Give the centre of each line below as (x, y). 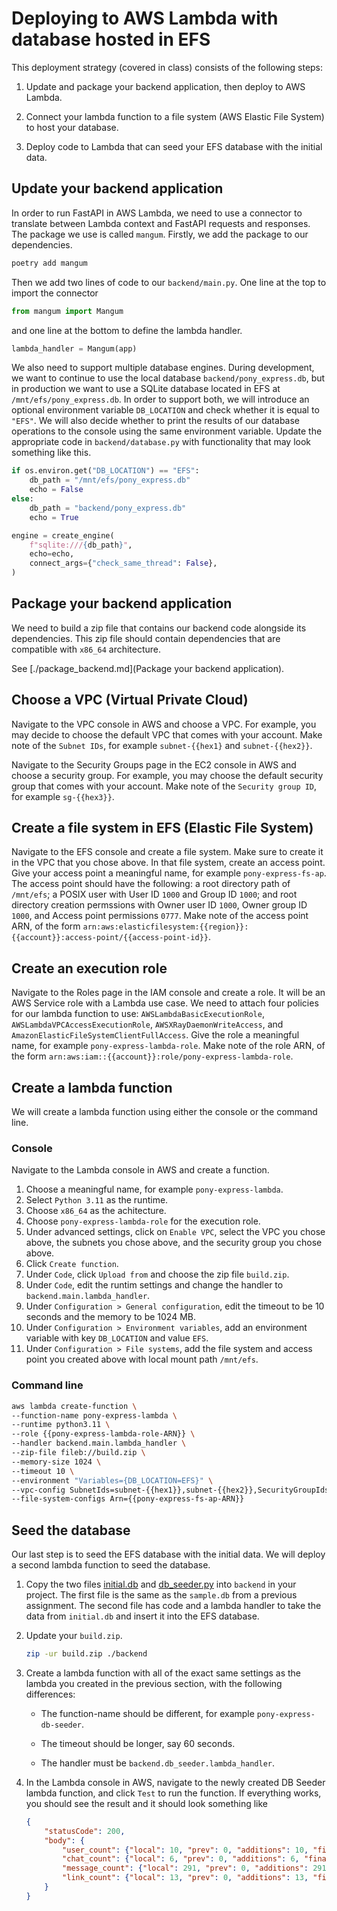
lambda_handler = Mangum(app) (74, 348)
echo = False (56, 490)
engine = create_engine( (63, 535)
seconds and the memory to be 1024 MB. (111, 1317)
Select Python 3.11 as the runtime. (97, 1200)
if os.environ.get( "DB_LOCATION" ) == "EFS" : (105, 471)
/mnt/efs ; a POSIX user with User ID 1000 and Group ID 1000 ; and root (154, 894)
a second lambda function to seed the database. (111, 1565)
